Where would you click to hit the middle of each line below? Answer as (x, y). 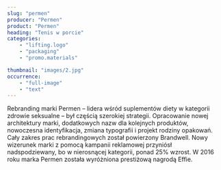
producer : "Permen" (35, 20)
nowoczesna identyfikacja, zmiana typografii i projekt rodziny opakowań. (110, 130)
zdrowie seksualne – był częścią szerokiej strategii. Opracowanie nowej (108, 116)
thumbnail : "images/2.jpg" (45, 70)
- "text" (32, 89)
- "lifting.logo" (44, 45)
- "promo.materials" (49, 58)
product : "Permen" (33, 26)
